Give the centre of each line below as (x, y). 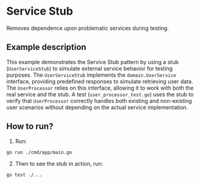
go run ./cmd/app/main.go (39, 152)
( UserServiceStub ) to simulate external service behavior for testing (89, 68)
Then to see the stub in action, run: (59, 163)
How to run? (30, 126)
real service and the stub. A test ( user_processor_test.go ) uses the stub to (100, 94)
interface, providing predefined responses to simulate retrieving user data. (100, 81)
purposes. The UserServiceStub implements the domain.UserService (91, 75)
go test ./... (24, 175)
